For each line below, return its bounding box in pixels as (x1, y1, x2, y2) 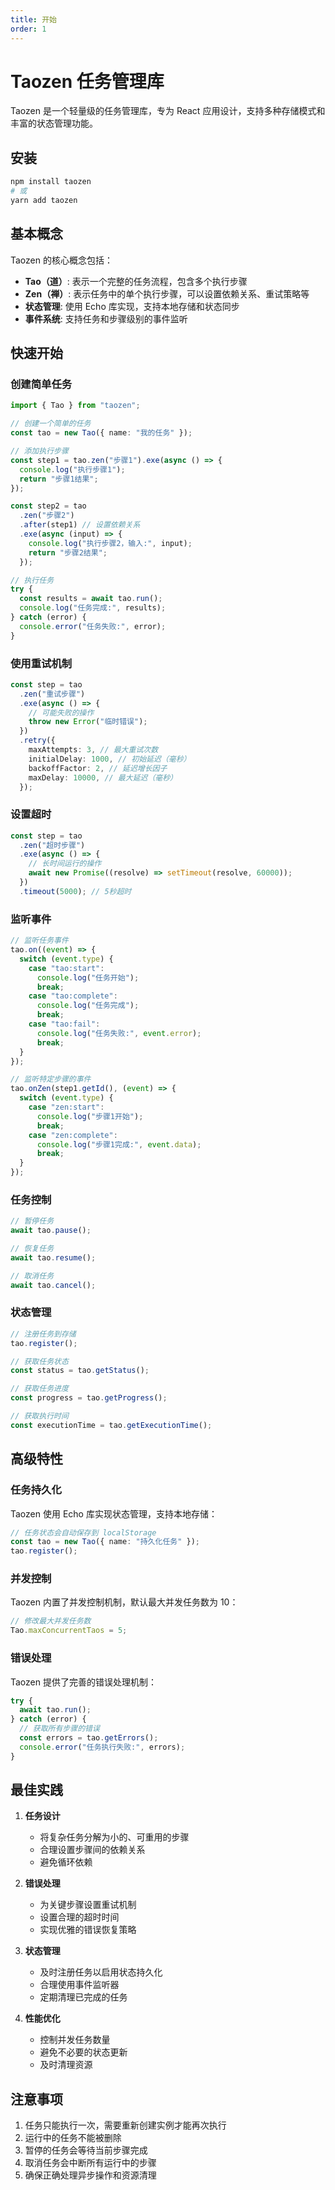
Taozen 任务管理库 (10, 70, 165, 93)
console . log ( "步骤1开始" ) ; (36, 1111, 144, 1121)
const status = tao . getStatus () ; (10, 1366, 150, 1376)
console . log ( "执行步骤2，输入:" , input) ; (28, 538, 193, 548)
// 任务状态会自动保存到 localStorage (10, 1527, 157, 1538)
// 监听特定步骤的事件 (10, 1074, 92, 1085)
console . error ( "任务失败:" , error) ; (19, 621, 167, 631)
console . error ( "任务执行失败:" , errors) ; (19, 1742, 186, 1752)
